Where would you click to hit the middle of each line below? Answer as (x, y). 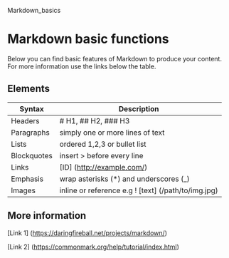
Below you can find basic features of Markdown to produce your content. (115, 58)
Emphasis (27, 179)
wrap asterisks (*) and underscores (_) (124, 179)
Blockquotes (32, 155)
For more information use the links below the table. (82, 66)
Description (139, 108)
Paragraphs (30, 133)
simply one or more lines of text (112, 133)
